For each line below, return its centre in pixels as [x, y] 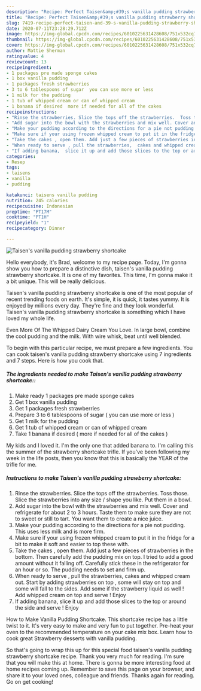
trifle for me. [22, 464]
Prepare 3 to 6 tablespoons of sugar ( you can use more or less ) [95, 415]
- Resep [16, 162]
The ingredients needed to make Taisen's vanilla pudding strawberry [94, 374]
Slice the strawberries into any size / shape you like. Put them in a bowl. [103, 500]
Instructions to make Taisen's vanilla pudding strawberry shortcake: [94, 478]
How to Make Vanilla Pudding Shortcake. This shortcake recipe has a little [97, 619]
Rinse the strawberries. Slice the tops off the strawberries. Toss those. [102, 493]
